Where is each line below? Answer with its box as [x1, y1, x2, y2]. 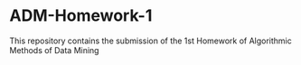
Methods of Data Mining [9, 44, 99, 55]
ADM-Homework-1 [9, 5, 153, 26]
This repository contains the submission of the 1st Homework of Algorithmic [9, 35, 292, 46]
